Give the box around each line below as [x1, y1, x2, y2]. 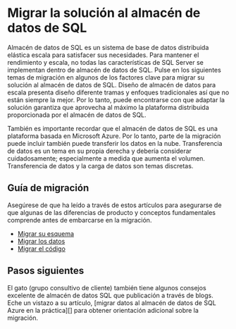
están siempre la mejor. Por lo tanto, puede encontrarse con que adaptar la [7, 95, 225, 104]
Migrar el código [17, 244, 66, 253]
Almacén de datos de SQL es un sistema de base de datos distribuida [7, 43, 209, 51]
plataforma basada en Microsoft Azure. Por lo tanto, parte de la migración [7, 132, 221, 140]
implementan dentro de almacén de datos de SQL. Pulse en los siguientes [7, 66, 222, 74]
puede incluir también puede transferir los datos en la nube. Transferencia [7, 139, 223, 147]
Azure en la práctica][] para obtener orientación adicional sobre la [7, 306, 199, 314]
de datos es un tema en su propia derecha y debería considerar [7, 147, 192, 155]
